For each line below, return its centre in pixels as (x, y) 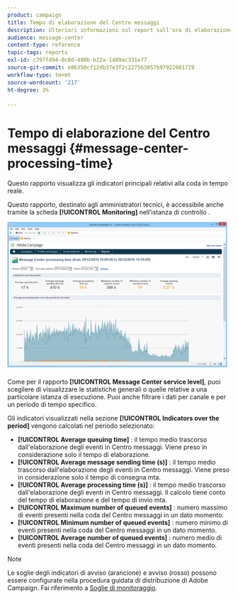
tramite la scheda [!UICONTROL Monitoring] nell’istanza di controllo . (109, 212)
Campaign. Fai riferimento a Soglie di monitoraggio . (83, 588)
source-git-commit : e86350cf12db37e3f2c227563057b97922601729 (101, 68)
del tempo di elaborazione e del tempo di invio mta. (92, 500)
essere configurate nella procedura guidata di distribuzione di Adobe (108, 581)
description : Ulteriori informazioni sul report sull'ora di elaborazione (120, 30)
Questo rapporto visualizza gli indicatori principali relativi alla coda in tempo (118, 183)
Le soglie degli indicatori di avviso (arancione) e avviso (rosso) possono (112, 573)
